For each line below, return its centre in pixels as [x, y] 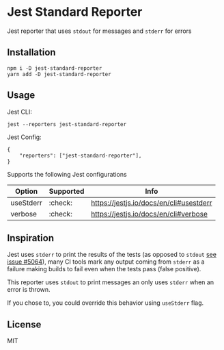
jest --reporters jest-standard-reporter [67, 124]
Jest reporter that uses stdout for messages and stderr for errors [100, 31]
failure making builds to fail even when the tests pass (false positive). [104, 269]
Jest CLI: [19, 112]
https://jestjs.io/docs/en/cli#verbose [150, 214]
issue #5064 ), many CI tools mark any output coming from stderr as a [106, 262]
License [24, 324]
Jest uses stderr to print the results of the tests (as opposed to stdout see [112, 255]
